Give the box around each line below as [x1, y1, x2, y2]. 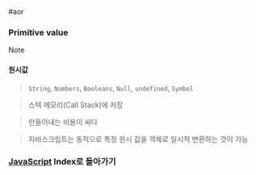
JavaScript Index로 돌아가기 [8, 156, 116, 168]
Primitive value [8, 27, 69, 38]
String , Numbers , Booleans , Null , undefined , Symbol [27, 83, 194, 93]
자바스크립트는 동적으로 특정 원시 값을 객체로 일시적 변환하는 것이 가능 [27, 134, 249, 144]
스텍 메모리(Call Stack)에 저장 [27, 100, 124, 110]
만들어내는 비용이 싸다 [27, 117, 99, 127]
